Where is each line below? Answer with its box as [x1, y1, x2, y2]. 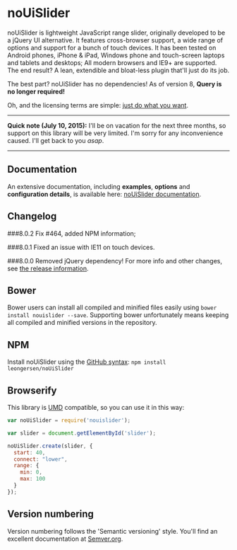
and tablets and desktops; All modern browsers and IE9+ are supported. [7, 58, 217, 67]
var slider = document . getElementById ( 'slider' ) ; [7, 430, 157, 437]
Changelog [7, 210, 57, 222]
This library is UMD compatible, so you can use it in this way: [7, 403, 185, 411]
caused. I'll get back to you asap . [7, 136, 104, 144]
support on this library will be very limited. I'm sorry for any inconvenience [7, 129, 224, 137]
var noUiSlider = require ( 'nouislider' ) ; [7, 417, 131, 424]
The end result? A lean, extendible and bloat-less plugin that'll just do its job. [7, 66, 230, 74]
